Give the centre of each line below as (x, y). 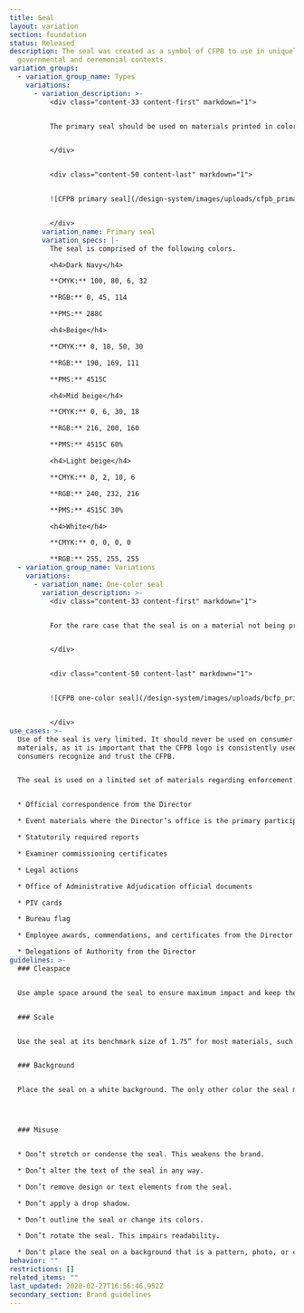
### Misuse (38, 1130)
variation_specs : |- (81, 240)
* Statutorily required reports (79, 838)
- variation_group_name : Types (76, 77)
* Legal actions (48, 870)
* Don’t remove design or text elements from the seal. (125, 1187)
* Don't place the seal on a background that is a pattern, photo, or (153, 1252)
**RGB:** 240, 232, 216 (95, 494)
